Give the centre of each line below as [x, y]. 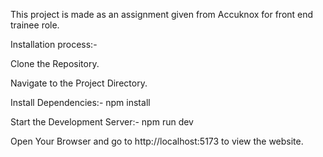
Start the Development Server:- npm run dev [102, 122]
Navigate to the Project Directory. [79, 83]
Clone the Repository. [55, 63]
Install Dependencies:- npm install [80, 102]
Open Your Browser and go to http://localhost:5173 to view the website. [157, 141]
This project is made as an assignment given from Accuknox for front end [162, 14]
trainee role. [35, 25]
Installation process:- [54, 44]
